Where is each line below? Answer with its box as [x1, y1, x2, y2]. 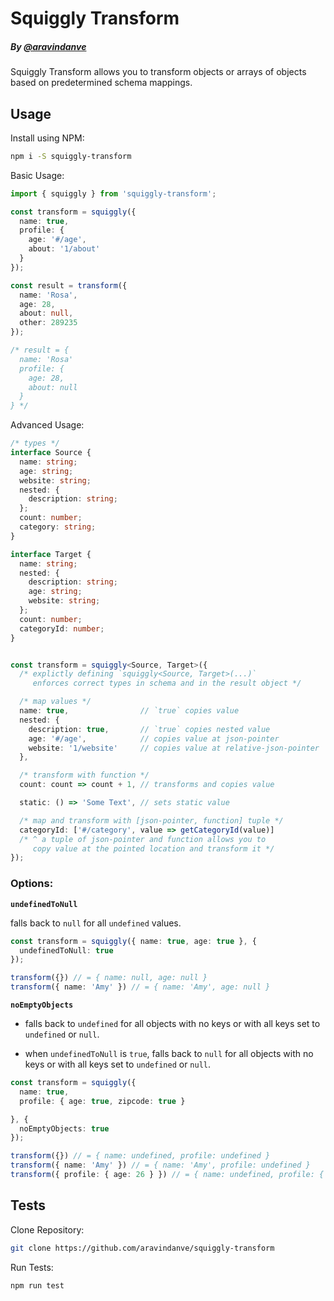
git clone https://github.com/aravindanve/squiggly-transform [10, 1243, 275, 1253]
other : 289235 [19, 318, 78, 328]
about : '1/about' [28, 244, 101, 254]
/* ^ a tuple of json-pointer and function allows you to [19, 834, 267, 844]
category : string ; [19, 522, 97, 532]
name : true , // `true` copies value [19, 706, 240, 716]
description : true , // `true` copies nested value [28, 724, 271, 734]
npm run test [10, 1280, 65, 1291]
